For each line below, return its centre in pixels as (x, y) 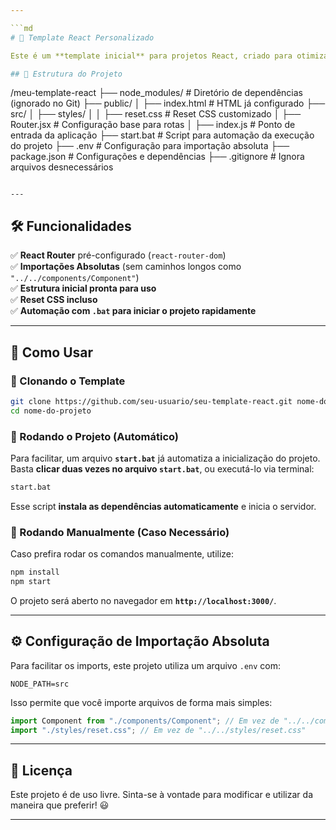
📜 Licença (41, 770)
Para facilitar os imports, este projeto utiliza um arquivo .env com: (146, 665)
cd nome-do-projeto (51, 411)
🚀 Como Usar (52, 352)
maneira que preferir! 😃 (60, 805)
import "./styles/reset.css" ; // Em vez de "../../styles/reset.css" (158, 730)
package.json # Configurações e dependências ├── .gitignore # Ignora (157, 157)
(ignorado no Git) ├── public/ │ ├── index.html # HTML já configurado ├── (168, 103)
